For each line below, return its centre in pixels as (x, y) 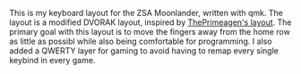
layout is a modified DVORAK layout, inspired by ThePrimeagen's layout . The (150, 22)
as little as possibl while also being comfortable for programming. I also (141, 41)
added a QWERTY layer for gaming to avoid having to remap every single (144, 51)
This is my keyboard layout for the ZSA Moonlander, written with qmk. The (146, 13)
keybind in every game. (52, 60)
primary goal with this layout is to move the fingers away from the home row (150, 32)
